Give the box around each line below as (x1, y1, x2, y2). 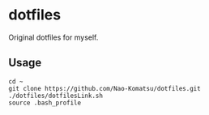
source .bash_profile (8, 99, 82, 107)
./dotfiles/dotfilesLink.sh (8, 92, 104, 100)
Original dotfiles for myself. (8, 32, 99, 42)
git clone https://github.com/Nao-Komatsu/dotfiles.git (8, 84, 201, 92)
